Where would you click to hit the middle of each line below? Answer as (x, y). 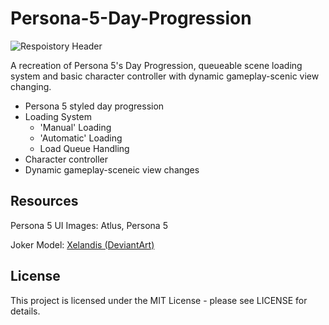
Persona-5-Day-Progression (131, 18)
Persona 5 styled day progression (94, 106)
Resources (44, 201)
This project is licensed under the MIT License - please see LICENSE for (159, 300)
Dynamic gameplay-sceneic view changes (112, 169)
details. (25, 311)
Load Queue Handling (84, 148)
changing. (31, 86)
